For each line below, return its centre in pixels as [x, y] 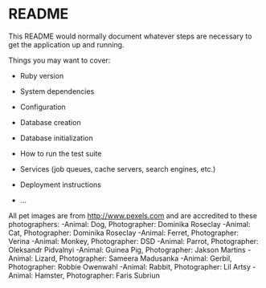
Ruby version [42, 75]
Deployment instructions [61, 185]
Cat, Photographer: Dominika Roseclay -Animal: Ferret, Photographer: [124, 233]
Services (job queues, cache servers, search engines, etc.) [118, 168]
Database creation [51, 122]
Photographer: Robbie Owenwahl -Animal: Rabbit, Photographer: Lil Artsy [130, 266]
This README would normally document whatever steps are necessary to [130, 36]
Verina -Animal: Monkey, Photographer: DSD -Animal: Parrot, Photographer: [133, 241]
